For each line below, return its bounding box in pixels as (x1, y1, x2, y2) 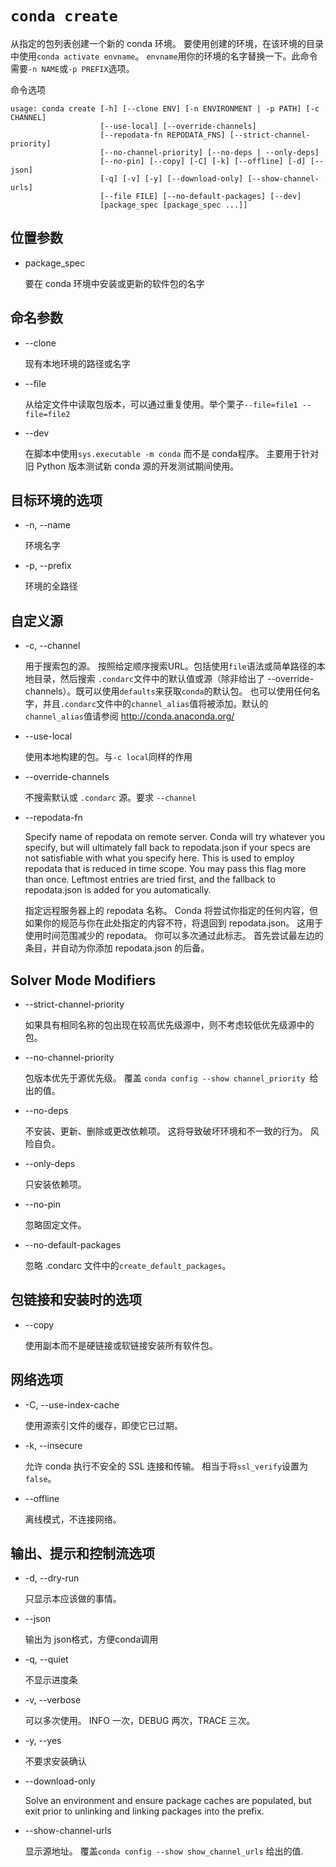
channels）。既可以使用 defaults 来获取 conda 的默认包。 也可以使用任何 (24, 685, 312, 697)
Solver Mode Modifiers (10, 972, 157, 989)
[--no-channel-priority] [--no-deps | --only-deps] (99, 147, 320, 157)
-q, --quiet (24, 1653, 69, 1666)
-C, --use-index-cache (24, 1398, 120, 1411)
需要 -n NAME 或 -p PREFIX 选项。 (10, 62, 135, 74)
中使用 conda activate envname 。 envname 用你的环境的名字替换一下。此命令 (10, 50, 318, 62)
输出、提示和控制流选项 (10, 1545, 155, 1562)
